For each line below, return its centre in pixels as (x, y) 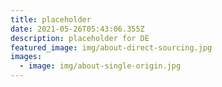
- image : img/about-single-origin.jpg (100, 66)
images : (26, 57)
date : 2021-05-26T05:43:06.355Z (77, 29)
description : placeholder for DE (80, 38)
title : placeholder (51, 19)
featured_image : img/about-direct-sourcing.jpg (111, 47)
